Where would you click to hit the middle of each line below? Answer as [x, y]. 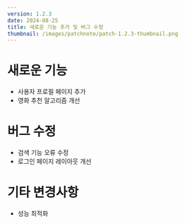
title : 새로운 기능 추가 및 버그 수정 [55, 27]
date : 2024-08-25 [33, 20]
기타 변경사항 [43, 193]
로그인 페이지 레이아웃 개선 [54, 161]
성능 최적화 [33, 213]
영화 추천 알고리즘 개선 [49, 100]
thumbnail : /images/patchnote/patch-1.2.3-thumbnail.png [93, 34]
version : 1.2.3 [30, 14]
